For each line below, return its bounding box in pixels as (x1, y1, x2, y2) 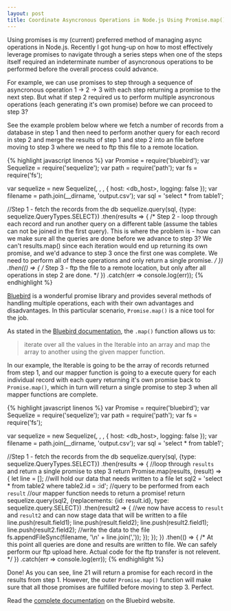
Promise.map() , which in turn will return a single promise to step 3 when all (7, 383, 218, 391)
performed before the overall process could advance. (7, 65, 159, 73)
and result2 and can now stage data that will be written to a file (7, 511, 188, 519)
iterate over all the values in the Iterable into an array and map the (23, 340, 211, 348)
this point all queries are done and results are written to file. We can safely (7, 540, 218, 548)
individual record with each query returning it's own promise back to (7, 375, 201, 383)
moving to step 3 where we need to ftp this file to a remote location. (7, 143, 199, 151)
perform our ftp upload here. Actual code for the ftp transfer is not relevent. (7, 548, 221, 556)
